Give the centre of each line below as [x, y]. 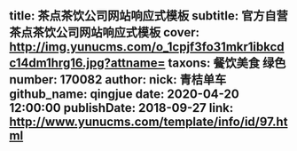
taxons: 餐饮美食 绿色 [227, 64]
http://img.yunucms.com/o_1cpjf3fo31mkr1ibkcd [147, 47]
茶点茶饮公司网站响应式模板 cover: [105, 32]
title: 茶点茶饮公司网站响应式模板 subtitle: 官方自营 [148, 16]
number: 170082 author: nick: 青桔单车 [118, 79]
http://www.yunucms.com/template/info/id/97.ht [148, 122]
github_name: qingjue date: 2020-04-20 [124, 95]
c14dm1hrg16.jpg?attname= [87, 64]
